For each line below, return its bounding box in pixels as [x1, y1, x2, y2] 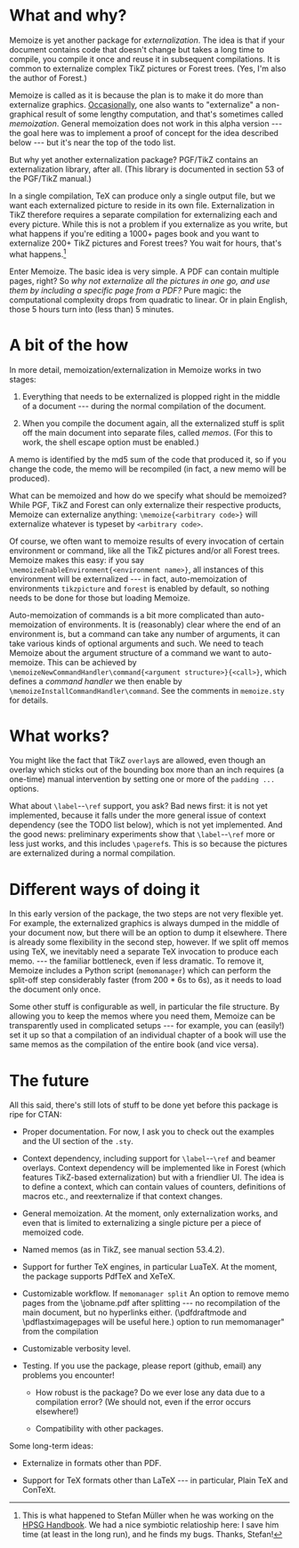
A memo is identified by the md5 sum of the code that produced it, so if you [9, 454, 287, 464]
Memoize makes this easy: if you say [9, 554, 145, 565]
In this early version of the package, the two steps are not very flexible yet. [9, 908, 284, 919]
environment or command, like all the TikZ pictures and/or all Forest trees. [9, 544, 280, 556]
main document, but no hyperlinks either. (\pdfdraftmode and [21, 1307, 247, 1318]
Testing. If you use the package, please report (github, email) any [21, 1360, 263, 1371]
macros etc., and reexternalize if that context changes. [21, 1191, 223, 1202]
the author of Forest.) [9, 72, 87, 83]
